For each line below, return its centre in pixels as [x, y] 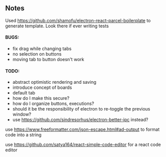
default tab [24, 93]
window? [22, 114]
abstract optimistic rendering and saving [54, 82]
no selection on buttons [37, 54]
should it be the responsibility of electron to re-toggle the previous [81, 109]
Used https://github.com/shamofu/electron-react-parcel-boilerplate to [78, 20]
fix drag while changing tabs [42, 49]
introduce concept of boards [42, 87]
